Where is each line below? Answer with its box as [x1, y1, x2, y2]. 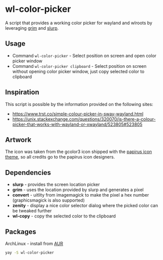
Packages [5, 227, 36, 236]
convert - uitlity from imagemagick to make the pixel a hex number [12, 192, 149, 198]
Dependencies [5, 168, 51, 177]
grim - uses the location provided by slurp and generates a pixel [12, 187, 144, 193]
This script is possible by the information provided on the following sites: [5, 101, 154, 107]
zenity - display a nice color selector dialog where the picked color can [12, 203, 159, 208]
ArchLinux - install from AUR [5, 241, 63, 246]
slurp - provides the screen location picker [12, 182, 100, 188]
